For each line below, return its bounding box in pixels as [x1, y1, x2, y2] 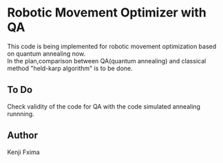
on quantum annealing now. [7, 50, 86, 58]
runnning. [7, 109, 34, 118]
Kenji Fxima [7, 148, 40, 156]
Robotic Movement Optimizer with [7, 5, 206, 21]
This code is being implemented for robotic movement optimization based [7, 42, 217, 50]
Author [7, 129, 38, 142]
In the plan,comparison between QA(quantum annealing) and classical [7, 56, 206, 65]
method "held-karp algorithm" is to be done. [7, 64, 133, 72]
